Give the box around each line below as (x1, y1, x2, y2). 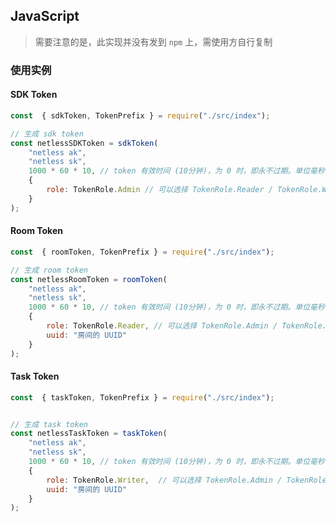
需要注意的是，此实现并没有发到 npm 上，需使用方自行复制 (34, 35, 273, 48)
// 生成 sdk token (10, 129, 84, 139)
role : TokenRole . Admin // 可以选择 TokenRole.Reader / (46, 185, 273, 195)
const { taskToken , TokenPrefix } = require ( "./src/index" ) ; (10, 392, 275, 403)
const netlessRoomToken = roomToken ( (10, 274, 168, 284)
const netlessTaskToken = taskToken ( (10, 429, 168, 439)
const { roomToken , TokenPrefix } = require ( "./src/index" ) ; (10, 247, 275, 257)
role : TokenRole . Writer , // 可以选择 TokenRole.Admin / (46, 475, 283, 485)
